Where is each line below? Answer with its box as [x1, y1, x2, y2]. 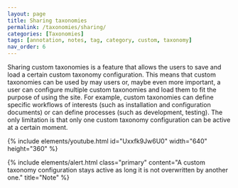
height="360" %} [7, 145, 58, 153]
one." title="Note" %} [7, 173, 70, 182]
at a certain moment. [7, 123, 68, 131]
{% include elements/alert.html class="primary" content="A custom [7, 158, 206, 167]
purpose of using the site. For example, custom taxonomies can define [7, 93, 215, 101]
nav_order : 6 [7, 43, 46, 50]
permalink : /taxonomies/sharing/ [7, 23, 107, 31]
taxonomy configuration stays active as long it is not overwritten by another [7, 166, 229, 174]
